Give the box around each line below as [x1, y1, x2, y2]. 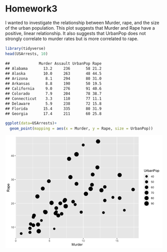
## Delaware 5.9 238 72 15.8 [5, 101, 101, 106]
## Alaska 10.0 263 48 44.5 [5, 71, 101, 76]
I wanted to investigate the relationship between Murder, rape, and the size [5, 20, 159, 26]
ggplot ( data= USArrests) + [5, 120, 57, 125]
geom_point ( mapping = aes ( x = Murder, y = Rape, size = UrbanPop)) [9, 126, 153, 131]
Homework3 [5, 3, 57, 15]
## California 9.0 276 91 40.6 [5, 86, 101, 91]
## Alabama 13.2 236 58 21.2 [5, 66, 101, 71]
